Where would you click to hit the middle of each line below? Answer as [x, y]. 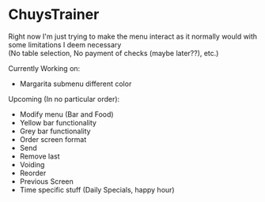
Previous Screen [46, 181]
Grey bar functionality [55, 131]
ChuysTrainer [54, 15]
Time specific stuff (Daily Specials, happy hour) [97, 189]
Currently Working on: [44, 68]
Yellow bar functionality [58, 122]
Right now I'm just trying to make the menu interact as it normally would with [133, 36]
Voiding [32, 164]
